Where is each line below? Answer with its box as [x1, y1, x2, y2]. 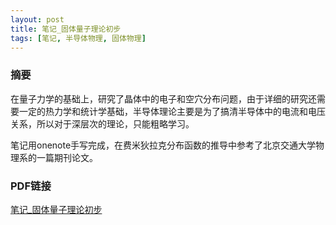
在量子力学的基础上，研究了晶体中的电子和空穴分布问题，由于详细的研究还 [10, 92, 317, 105]
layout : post [10, 14, 65, 25]
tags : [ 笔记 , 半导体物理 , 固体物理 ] [10, 33, 147, 43]
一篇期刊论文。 [36, 151, 98, 163]
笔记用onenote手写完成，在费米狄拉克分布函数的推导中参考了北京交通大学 [10, 139, 317, 151]
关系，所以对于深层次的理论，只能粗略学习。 [10, 117, 195, 130]
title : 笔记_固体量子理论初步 [10, 24, 122, 34]
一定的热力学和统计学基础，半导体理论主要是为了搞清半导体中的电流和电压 [18, 105, 326, 117]
